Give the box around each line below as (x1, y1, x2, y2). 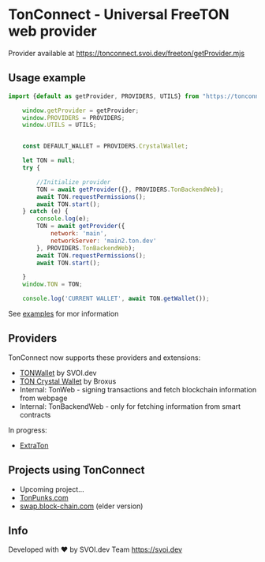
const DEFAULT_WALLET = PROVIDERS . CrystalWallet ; (22, 142, 189, 151)
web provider (8, 22, 97, 40)
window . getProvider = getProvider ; (22, 107, 140, 114)
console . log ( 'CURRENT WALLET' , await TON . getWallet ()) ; (22, 294, 211, 303)
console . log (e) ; (36, 215, 90, 223)
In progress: (8, 425, 47, 435)
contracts (19, 410, 51, 419)
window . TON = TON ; (22, 280, 83, 289)
